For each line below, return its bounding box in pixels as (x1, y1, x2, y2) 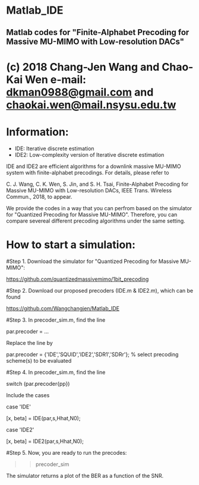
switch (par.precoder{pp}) (6, 380, 70, 387)
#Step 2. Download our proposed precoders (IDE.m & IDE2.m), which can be (6, 287, 194, 294)
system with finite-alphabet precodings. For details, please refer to (6, 169, 169, 176)
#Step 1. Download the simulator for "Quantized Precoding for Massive (6, 258, 179, 265)
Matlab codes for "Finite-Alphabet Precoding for (6, 27, 189, 37)
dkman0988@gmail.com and (6, 85, 154, 99)
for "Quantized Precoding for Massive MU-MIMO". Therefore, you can (6, 211, 178, 218)
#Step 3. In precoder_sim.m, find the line (6, 316, 106, 324)
